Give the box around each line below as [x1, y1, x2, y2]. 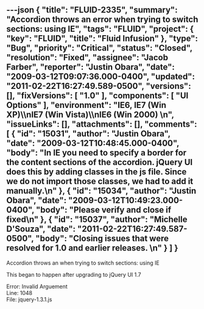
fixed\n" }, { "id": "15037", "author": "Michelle [6, 215, 188, 225]
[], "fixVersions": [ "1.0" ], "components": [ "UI [6, 91, 189, 101]
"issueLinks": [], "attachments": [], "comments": [6, 119, 197, 130]
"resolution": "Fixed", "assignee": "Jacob [6, 52, 169, 63]
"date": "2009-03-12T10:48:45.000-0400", [6, 138, 180, 149]
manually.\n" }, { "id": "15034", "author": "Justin [6, 186, 197, 196]
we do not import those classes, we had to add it [6, 176, 194, 186]
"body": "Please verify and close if [35, 205, 172, 215]
